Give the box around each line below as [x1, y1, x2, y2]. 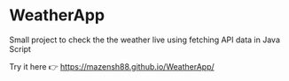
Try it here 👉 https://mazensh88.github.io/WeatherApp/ [9, 61, 215, 71]
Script [9, 43, 31, 54]
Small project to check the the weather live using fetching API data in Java [9, 34, 281, 45]
